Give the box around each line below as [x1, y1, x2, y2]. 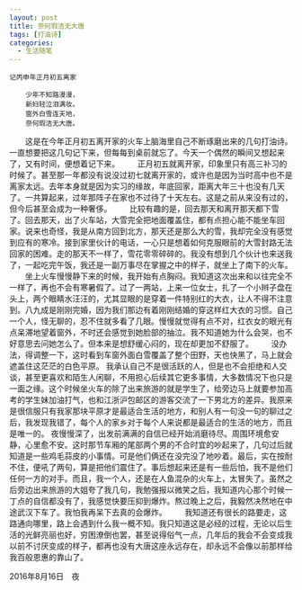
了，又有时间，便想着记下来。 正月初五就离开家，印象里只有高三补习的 [9, 158, 288, 169]
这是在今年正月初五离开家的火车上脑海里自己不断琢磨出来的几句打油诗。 [24, 136, 293, 147]
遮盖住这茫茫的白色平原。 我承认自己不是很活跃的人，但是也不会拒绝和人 [9, 361, 280, 371]
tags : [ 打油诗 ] [9, 30, 63, 39]
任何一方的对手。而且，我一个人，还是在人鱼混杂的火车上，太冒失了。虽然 [9, 473, 285, 484]
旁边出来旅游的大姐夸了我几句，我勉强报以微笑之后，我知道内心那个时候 [16, 485, 285, 496]
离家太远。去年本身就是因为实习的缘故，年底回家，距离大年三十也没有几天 [9, 181, 285, 192]
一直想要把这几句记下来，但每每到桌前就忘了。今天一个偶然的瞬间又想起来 [9, 147, 285, 158]
